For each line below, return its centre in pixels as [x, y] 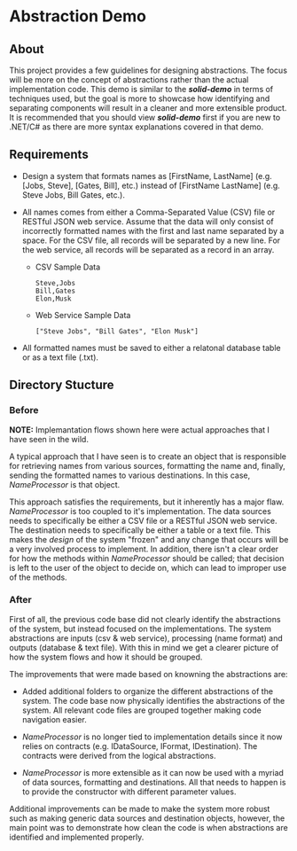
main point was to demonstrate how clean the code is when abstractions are [148, 827]
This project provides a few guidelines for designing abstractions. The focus [148, 70]
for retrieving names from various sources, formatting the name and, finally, [147, 465]
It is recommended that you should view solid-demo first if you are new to [145, 117]
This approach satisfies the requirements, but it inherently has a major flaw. [147, 502]
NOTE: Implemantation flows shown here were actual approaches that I [140, 429]
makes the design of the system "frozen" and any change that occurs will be [149, 539]
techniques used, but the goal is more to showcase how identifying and [140, 98]
